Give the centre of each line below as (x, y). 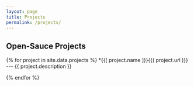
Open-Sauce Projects (46, 46)
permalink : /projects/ (34, 22)
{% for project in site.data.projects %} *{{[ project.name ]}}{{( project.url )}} (97, 60)
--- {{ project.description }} (39, 66)
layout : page (22, 11)
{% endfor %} (23, 78)
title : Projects (26, 17)
